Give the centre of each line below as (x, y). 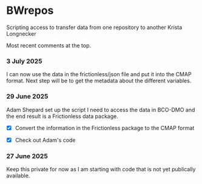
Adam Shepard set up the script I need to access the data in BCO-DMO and (101, 110)
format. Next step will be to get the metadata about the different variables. (99, 81)
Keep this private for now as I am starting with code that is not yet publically (101, 169)
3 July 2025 (24, 61)
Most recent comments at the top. (49, 45)
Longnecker (21, 33)
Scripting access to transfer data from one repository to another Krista (94, 27)
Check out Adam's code (45, 140)
